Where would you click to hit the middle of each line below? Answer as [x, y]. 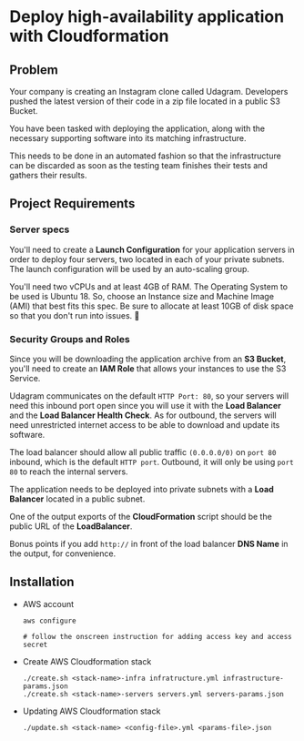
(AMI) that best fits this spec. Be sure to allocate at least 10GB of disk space [152, 306]
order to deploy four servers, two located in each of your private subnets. [147, 259]
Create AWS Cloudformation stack [87, 661]
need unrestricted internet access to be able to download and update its [145, 424]
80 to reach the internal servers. [69, 472]
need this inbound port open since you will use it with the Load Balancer [146, 405]
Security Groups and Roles [70, 339]
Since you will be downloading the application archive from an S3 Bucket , [148, 359]
